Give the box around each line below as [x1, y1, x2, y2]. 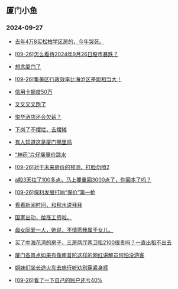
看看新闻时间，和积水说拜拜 [14, 201, 83, 208]
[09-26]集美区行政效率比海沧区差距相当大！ [14, 76, 122, 83]
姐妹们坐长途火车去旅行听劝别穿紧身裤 [14, 264, 108, 271]
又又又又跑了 [14, 100, 46, 108]
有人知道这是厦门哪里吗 [14, 138, 72, 145]
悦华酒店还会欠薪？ [14, 113, 62, 120]
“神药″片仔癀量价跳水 [14, 151, 67, 158]
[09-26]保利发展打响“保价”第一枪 [14, 189, 96, 196]
